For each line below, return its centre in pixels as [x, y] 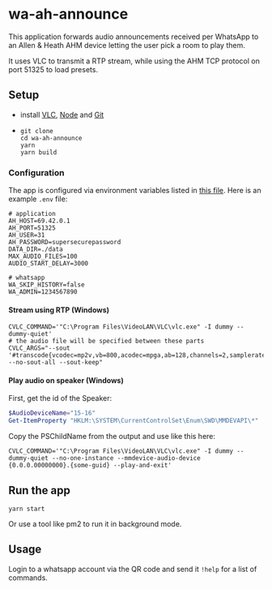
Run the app [39, 490]
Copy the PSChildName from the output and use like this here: [112, 436]
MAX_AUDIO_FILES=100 [43, 256]
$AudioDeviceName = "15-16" [52, 413]
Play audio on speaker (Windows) [66, 380]
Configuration [36, 173]
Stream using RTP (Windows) [59, 310]
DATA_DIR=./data [36, 249]
